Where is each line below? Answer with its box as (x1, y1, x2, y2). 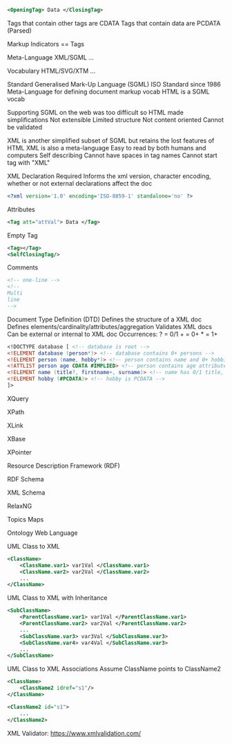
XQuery (7, 394, 29, 402)
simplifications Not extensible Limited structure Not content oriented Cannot (7, 115, 224, 124)
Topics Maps (7, 515, 44, 523)
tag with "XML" (7, 158, 50, 166)
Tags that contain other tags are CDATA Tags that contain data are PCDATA (7, 19, 221, 27)
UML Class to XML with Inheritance (7, 594, 108, 602)
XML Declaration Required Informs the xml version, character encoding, (7, 172, 211, 180)
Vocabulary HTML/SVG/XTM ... (7, 67, 96, 75)
